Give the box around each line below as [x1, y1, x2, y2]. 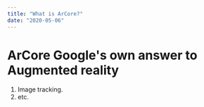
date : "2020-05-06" [7, 17, 65, 24]
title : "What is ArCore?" [7, 10, 83, 18]
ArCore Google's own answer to [7, 47, 198, 63]
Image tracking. [17, 85, 63, 94]
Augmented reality [7, 62, 120, 78]
